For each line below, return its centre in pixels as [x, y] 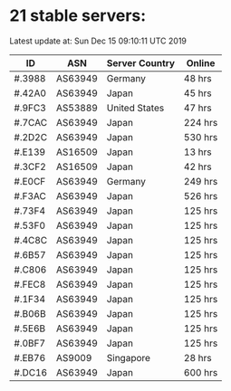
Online [201, 62]
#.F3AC [30, 195]
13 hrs [198, 152]
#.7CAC [31, 122]
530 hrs [201, 137]
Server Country [140, 62]
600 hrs [201, 372]
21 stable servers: [78, 16]
